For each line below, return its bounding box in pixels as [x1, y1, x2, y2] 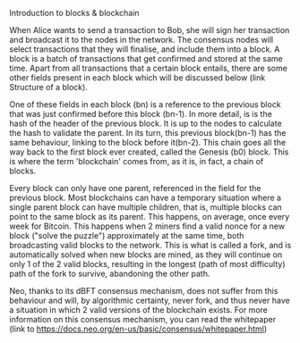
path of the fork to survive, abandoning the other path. [9, 268, 210, 279]
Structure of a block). [9, 82, 88, 92]
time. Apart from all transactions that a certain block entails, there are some [9, 63, 288, 73]
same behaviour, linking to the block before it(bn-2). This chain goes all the [9, 138, 287, 147]
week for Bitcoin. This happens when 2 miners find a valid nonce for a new [9, 221, 285, 231]
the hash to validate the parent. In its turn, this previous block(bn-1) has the [9, 128, 287, 138]
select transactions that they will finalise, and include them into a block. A [9, 44, 280, 54]
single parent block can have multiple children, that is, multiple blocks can [9, 202, 282, 213]
